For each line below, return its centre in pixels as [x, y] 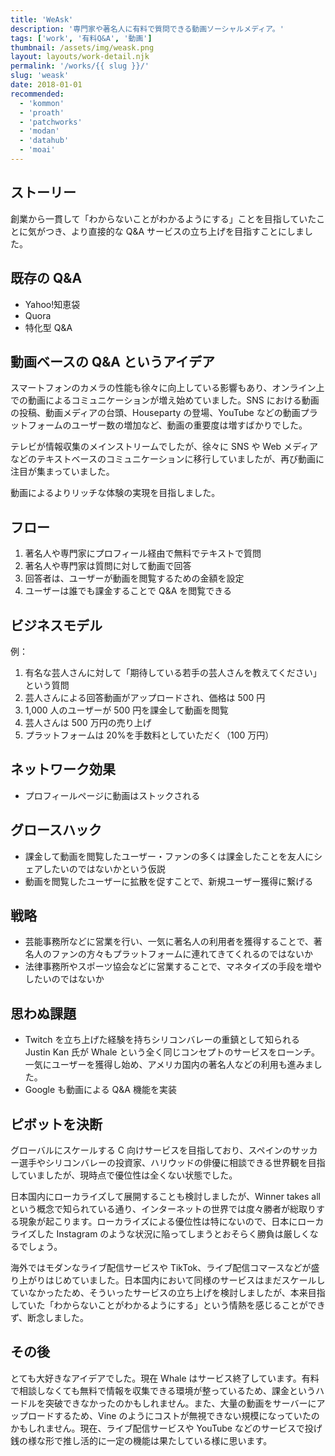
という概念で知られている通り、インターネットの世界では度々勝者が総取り [163, 1209]
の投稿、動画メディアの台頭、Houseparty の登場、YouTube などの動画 [155, 413]
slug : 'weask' [40, 76]
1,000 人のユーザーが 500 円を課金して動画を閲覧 [126, 710]
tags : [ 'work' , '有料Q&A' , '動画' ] [81, 38]
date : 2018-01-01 [46, 85]
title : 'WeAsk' [42, 19]
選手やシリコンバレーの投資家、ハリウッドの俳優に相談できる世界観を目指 [172, 1162]
